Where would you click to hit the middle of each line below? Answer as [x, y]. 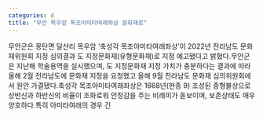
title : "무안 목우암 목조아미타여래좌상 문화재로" [78, 23]
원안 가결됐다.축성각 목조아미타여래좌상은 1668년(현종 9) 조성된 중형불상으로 [133, 85]
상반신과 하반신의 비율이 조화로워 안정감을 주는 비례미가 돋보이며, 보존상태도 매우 [132, 95]
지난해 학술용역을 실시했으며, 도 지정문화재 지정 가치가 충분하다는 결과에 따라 [133, 66]
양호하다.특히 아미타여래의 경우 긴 [60, 105]
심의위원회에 [232, 75]
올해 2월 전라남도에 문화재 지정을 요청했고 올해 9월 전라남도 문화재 [110, 75]
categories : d [31, 15]
